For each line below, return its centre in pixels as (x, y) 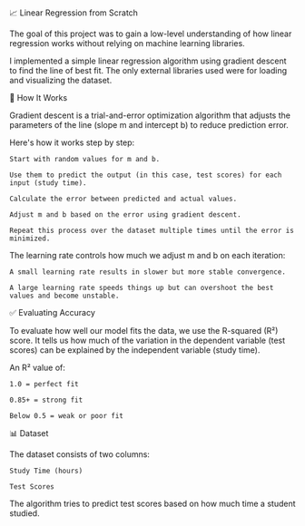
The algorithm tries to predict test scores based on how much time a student (152, 503)
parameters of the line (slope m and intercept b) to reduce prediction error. (149, 125)
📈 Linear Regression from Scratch (74, 13)
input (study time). (49, 183)
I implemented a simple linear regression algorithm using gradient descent (148, 61)
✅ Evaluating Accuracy (52, 312)
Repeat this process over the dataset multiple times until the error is (152, 230)
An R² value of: (38, 367)
